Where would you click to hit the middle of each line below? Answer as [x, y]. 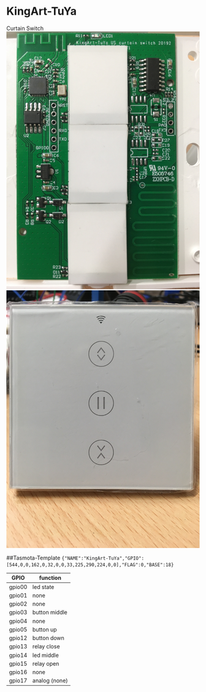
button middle [50, 612]
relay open [46, 663]
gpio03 [18, 612]
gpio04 [18, 621]
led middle [46, 655]
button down [48, 638]
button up [45, 629]
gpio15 [18, 663]
